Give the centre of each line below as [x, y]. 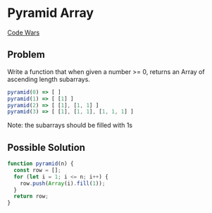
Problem [26, 55]
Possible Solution [46, 147]
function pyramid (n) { [40, 164]
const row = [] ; [37, 170]
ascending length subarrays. [49, 79]
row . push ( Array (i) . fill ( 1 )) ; [63, 183]
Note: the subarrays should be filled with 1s [70, 126]
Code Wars [24, 32]
